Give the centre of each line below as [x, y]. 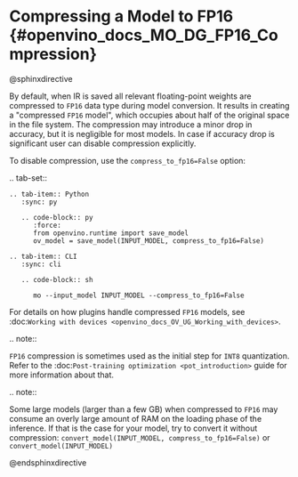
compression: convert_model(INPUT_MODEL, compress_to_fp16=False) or [140, 437]
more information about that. [61, 375]
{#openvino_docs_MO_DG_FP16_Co [144, 35]
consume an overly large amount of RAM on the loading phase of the [136, 418]
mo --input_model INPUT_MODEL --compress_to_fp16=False [138, 295]
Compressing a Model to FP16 [121, 16]
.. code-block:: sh [57, 279]
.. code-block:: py [57, 217]
